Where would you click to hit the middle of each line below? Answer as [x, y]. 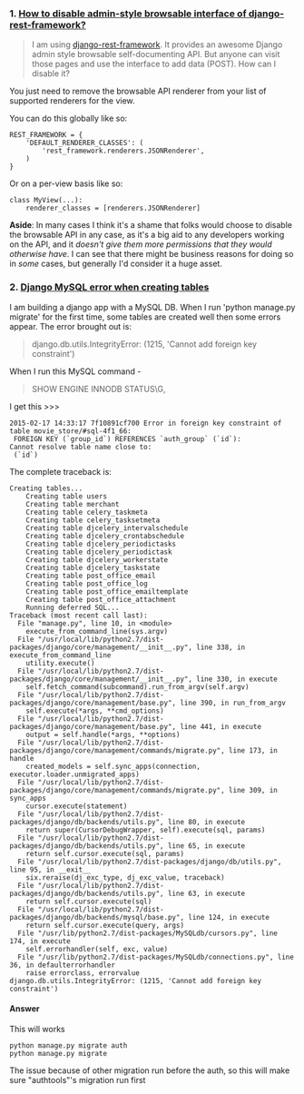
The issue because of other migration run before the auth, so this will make [150, 1070]
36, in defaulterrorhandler [63, 965]
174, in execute [40, 941]
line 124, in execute [229, 917]
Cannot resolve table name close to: [81, 447]
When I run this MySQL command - [75, 371]
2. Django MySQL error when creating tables [109, 287]
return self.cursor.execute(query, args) [105, 925]
